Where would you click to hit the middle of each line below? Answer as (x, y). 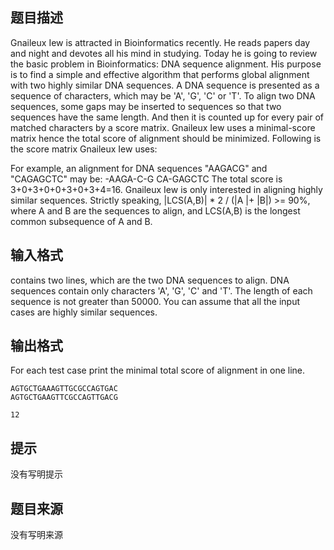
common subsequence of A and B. (81, 221)
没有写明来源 (36, 535)
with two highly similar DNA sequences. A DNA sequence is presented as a (165, 85)
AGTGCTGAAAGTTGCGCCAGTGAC (64, 389)
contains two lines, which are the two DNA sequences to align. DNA (150, 280)
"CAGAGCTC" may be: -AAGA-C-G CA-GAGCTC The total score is (146, 179)
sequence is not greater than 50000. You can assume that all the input (155, 301)
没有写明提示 (36, 474)
